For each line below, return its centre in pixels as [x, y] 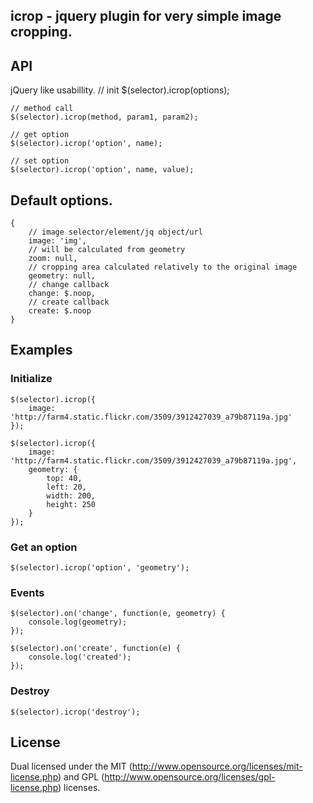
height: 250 [71, 504]
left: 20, [66, 487]
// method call [42, 109]
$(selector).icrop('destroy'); [75, 712]
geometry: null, [62, 276]
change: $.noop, [62, 294]
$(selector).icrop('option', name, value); [102, 170]
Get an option [44, 547]
